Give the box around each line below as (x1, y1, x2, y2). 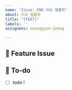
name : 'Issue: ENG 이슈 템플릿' (5, 7, 68, 13)
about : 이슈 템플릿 (5, 12, 41, 17)
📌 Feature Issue (5, 49, 55, 58)
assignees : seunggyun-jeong (5, 26, 64, 31)
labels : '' (5, 21, 28, 27)
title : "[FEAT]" (5, 17, 39, 22)
